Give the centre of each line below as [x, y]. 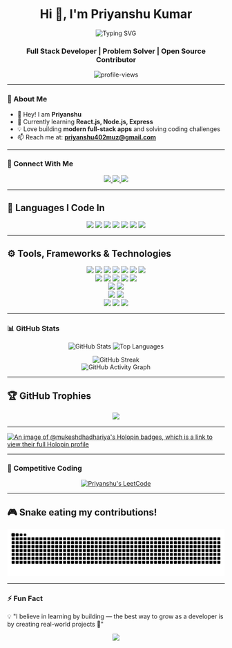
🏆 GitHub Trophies [49, 396]
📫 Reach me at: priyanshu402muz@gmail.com [87, 137]
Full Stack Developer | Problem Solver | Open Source [116, 51]
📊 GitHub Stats [33, 328]
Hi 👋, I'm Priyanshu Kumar [116, 14]
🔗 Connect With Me [40, 164]
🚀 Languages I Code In [56, 208]
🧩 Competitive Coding [45, 469]
